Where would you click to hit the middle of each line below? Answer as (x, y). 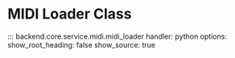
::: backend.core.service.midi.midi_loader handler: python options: (117, 36)
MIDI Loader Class (70, 14)
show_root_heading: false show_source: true (82, 44)
